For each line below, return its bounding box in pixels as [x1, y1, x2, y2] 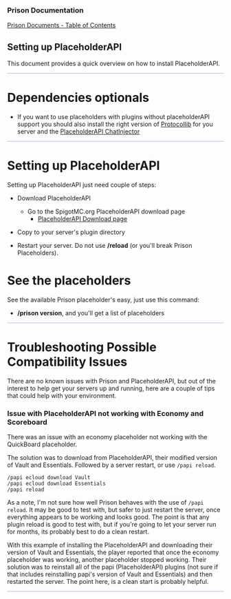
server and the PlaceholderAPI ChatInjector [16, 127, 140, 136]
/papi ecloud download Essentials [7, 481, 107, 487]
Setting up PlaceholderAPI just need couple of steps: [7, 180, 157, 189]
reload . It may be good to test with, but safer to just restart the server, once [7, 505, 221, 514]
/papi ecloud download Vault [7, 474, 91, 481]
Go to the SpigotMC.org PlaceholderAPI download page [27, 207, 186, 216]
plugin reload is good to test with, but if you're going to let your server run [7, 521, 217, 529]
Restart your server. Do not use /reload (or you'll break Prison [16, 241, 192, 249]
